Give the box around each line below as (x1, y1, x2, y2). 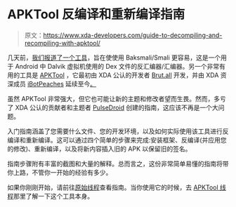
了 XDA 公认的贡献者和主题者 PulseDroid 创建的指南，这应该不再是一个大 (7, 103, 219, 112)
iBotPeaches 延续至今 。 (27, 79, 97, 88)
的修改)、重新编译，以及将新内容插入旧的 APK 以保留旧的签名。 (7, 145, 192, 153)
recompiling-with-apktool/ (24, 39, 100, 47)
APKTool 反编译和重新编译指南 (7, 6, 185, 22)
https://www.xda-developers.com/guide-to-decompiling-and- (43, 31, 223, 39)
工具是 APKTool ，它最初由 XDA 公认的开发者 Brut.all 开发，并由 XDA (19, 71, 219, 79)
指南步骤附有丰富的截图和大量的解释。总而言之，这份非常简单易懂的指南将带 (7, 159, 229, 168)
